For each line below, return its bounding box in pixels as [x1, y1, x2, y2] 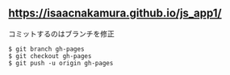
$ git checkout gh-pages [8, 52, 92, 60]
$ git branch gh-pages [8, 44, 85, 53]
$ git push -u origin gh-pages [8, 59, 114, 67]
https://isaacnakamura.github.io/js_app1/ [8, 6, 222, 20]
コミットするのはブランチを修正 [8, 28, 115, 39]
